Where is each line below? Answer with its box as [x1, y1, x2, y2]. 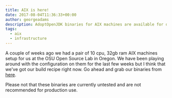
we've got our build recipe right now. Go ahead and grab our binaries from [5, 66, 162, 72]
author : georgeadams [5, 17, 50, 22]
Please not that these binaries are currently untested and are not [5, 81, 141, 87]
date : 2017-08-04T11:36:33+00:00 [5, 12, 77, 17]
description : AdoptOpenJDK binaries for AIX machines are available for [5, 21, 164, 27]
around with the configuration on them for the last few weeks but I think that [5, 61, 166, 67]
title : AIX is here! [5, 7, 50, 13]
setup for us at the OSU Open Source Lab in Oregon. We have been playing [5, 55, 164, 61]
